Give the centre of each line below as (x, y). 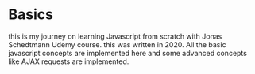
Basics (31, 15)
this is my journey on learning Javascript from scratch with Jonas (115, 36)
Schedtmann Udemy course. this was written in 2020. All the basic (117, 44)
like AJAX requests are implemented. (69, 61)
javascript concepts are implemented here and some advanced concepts (128, 53)
